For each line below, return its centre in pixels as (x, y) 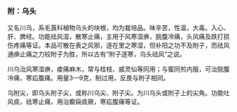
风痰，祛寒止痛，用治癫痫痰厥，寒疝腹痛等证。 (75, 102)
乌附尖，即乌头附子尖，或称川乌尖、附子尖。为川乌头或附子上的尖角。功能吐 (119, 93)
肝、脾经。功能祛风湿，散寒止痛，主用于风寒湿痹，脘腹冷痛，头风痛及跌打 (115, 37)
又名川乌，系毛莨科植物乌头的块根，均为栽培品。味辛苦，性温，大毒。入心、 (119, 28)
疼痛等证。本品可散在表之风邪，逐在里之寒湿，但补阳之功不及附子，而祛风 (121, 45)
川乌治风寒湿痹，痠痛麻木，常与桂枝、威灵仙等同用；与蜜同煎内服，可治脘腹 (119, 69)
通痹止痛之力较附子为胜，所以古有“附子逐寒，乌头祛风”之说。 (97, 54)
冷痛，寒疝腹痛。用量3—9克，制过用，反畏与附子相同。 (89, 78)
